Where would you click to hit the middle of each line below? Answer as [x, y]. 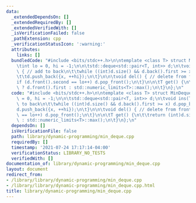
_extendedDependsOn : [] [40, 17]
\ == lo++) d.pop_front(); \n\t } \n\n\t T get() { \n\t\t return [91, 115]
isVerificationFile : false [44, 131]
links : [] [29, 55]
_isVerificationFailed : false [48, 33]
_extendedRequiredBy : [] [41, 22]
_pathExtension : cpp [36, 39]
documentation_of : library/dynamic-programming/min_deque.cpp [83, 164]
